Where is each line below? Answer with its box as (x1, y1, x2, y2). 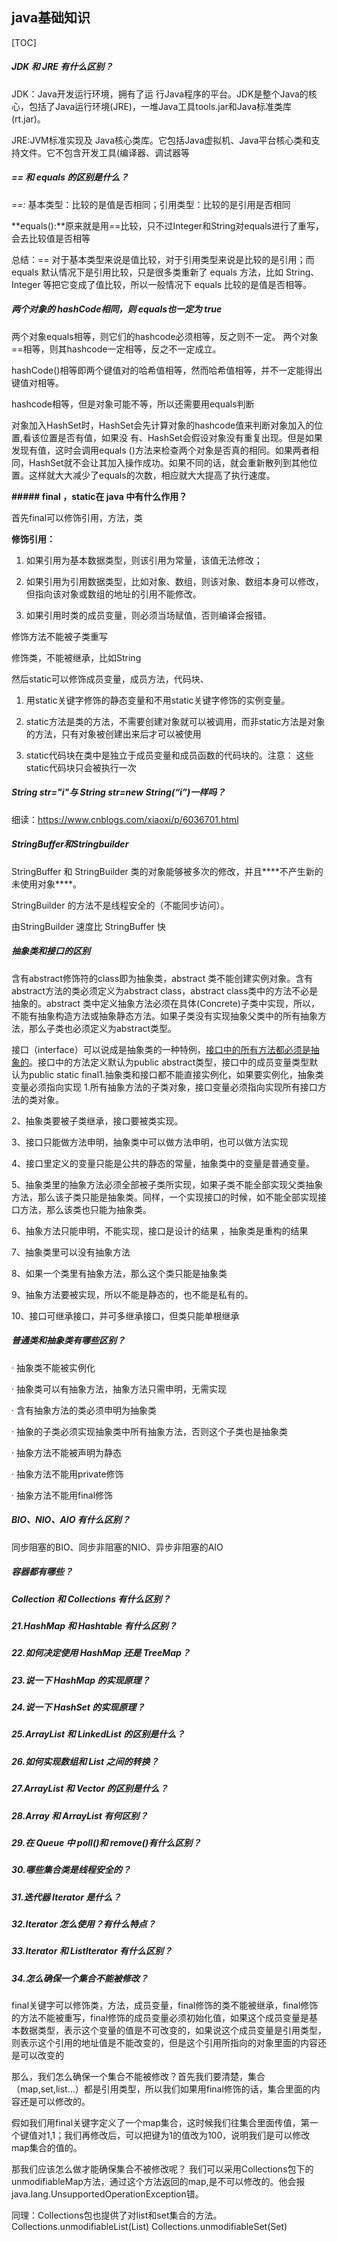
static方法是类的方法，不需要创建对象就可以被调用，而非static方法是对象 (25, 715, 326, 727)
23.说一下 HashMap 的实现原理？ (11, 1674, 151, 1686)
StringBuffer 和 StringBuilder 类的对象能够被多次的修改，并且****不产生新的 (11, 865, 324, 877)
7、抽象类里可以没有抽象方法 (11, 1246, 131, 1258)
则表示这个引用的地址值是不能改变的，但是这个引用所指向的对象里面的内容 (11, 2037, 318, 2049)
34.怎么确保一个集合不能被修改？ (11, 1972, 149, 1984)
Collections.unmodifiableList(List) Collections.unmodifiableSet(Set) (11, 2221, 288, 2233)
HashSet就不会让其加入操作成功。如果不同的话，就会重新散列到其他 (28, 456, 309, 468)
